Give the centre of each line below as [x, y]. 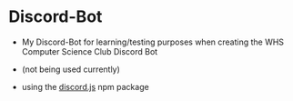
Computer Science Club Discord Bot [90, 51]
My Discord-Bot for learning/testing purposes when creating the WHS [152, 42]
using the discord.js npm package [85, 86]
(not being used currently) [71, 69]
